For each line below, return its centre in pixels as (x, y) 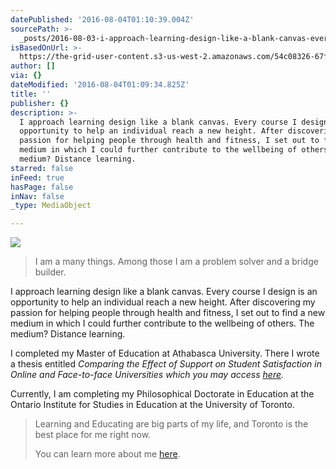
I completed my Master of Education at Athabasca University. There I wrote (165, 353)
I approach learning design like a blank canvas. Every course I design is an (164, 292)
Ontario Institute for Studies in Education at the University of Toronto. (152, 405)
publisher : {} (40, 103)
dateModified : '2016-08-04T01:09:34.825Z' (100, 85)
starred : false (42, 168)
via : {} (26, 76)
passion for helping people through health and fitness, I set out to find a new (168, 313)
